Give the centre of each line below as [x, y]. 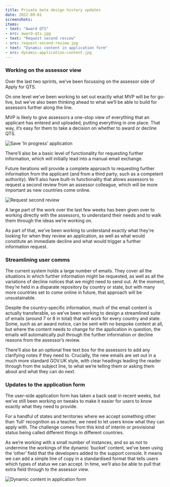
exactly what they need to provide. [41, 407]
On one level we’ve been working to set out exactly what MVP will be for [81, 97]
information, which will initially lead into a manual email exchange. [74, 159]
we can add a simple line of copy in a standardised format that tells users [82, 459]
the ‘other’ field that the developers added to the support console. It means [84, 453]
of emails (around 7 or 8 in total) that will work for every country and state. [83, 319]
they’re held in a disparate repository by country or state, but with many [80, 287]
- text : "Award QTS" [27, 29]
